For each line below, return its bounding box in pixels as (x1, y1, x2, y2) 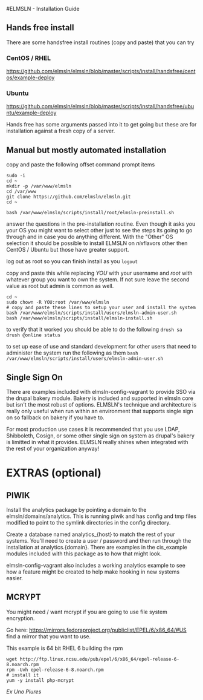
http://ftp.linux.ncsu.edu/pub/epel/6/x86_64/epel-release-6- (19, 656, 180, 662)
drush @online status (6, 332, 61, 338)
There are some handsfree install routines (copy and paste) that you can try (6, 39, 195, 46)
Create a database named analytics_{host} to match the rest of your (6, 531, 175, 538)
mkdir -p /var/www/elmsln (6, 183, 71, 189)
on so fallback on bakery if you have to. (6, 414, 105, 421)
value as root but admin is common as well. (6, 283, 114, 290)
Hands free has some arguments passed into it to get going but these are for (6, 121, 197, 128)
